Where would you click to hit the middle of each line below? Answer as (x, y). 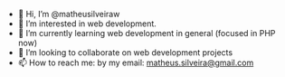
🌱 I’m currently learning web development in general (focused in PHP (147, 33)
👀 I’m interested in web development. (87, 24)
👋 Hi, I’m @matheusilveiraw (69, 14)
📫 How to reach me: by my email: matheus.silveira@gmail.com (136, 63)
